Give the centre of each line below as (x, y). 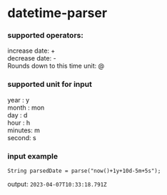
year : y (19, 100)
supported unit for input (50, 85)
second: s (22, 137)
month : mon (26, 107)
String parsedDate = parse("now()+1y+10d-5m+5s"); (84, 171)
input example (33, 156)
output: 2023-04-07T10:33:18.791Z (57, 184)
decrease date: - (32, 58)
